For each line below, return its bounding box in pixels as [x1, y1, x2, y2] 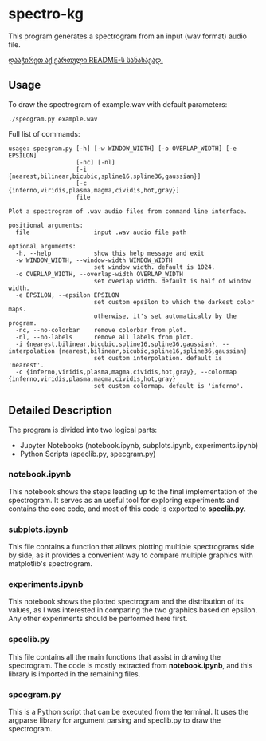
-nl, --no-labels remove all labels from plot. [15, 333, 194, 341]
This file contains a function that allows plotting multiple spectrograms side [8, 542, 255, 552]
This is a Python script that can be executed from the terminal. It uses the [8, 707, 249, 717]
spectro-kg [8, 5, 84, 23]
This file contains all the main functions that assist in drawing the [8, 652, 221, 661]
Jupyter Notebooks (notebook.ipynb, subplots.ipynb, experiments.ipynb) [19, 440, 259, 450]
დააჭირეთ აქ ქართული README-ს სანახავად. [8, 55, 163, 65]
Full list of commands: [8, 129, 81, 138]
